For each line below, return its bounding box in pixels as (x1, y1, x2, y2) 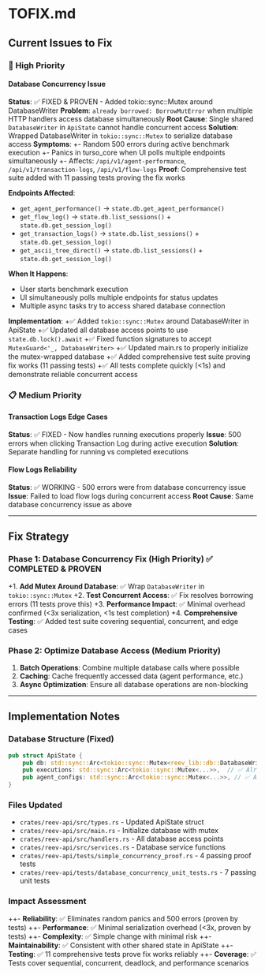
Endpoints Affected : (8, 188, 76, 197)
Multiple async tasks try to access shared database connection (19, 301, 226, 310)
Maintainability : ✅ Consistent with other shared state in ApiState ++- (8, 940, 234, 950)
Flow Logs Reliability (8, 465, 77, 474)
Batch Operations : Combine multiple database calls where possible (19, 663, 240, 673)
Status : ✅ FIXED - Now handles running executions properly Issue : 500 (8, 429, 242, 439)
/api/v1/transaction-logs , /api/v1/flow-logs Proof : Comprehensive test (8, 164, 247, 174)
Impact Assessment (8, 896, 87, 907)
